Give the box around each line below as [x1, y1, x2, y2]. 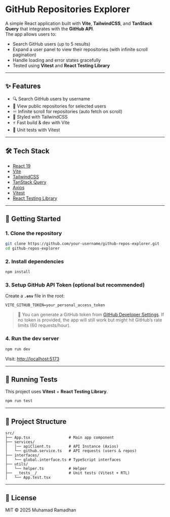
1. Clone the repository [5, 230, 62, 237]
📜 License [5, 493, 37, 502]
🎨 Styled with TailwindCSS [12, 114, 68, 120]
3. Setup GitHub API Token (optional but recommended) [5, 281, 145, 288]
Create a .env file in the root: [5, 293, 65, 299]
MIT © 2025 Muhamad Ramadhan [5, 507, 76, 513]
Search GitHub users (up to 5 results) [12, 41, 91, 47]
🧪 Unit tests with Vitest [12, 127, 60, 133]
